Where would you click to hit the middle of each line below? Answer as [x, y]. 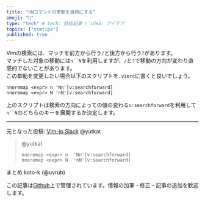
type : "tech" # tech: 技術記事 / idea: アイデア [66, 23]
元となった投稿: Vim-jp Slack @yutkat [54, 132]
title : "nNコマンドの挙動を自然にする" [51, 12]
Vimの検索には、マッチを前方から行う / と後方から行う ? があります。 [91, 53]
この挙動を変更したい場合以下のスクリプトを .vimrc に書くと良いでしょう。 [100, 76]
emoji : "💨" [20, 18]
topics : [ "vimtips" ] [33, 29]
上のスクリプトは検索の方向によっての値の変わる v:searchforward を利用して [101, 105]
